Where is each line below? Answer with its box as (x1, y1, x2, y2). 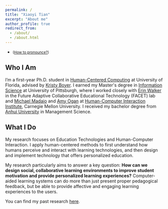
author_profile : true (5, 21, 50, 26)
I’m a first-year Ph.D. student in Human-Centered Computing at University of (5, 76, 163, 82)
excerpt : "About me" (5, 16, 48, 21)
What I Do (5, 123, 36, 131)
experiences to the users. (5, 188, 58, 194)
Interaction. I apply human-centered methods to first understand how (5, 141, 148, 147)
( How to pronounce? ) (12, 49, 49, 55)
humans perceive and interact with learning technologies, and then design (5, 147, 158, 153)
